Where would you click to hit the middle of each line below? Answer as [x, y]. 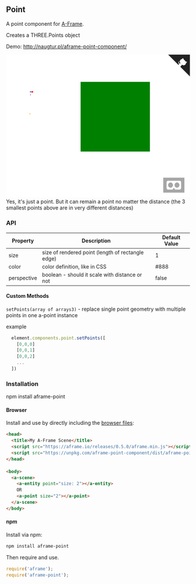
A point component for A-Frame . [45, 23]
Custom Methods [28, 296]
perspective [23, 278]
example [16, 327]
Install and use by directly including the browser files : [70, 423]
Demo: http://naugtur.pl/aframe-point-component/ [66, 46]
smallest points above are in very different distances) [70, 208]
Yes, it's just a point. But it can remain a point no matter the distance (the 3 [96, 202]
